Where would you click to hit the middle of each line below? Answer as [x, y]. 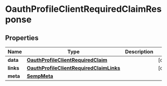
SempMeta [40, 76]
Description [139, 52]
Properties [22, 38]
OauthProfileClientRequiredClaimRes [83, 9]
